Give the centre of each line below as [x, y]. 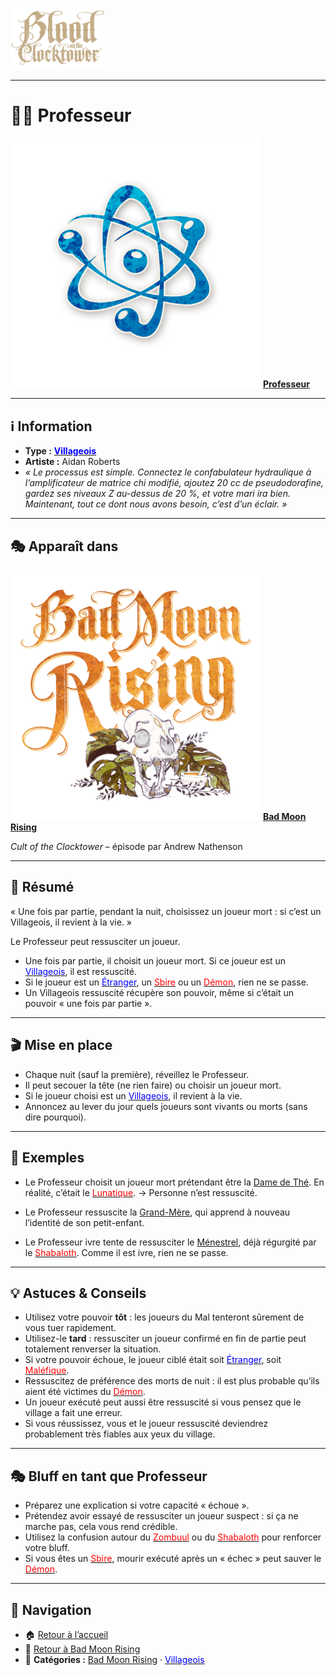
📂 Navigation [51, 1609]
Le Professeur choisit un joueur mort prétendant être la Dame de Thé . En [174, 1182]
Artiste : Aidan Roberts [72, 462]
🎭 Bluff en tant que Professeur [109, 1476]
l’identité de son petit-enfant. [84, 1222]
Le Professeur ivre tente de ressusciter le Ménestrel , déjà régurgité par [170, 1242]
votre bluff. [47, 1548]
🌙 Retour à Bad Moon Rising [82, 1649]
